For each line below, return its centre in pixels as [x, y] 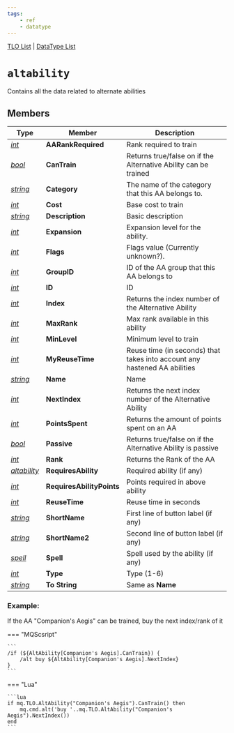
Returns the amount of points [174, 419]
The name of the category [169, 185]
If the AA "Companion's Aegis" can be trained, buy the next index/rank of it [115, 621]
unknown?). [146, 257]
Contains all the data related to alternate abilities [77, 91]
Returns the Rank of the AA [171, 460]
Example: [23, 606]
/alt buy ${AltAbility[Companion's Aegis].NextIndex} [99, 660]
